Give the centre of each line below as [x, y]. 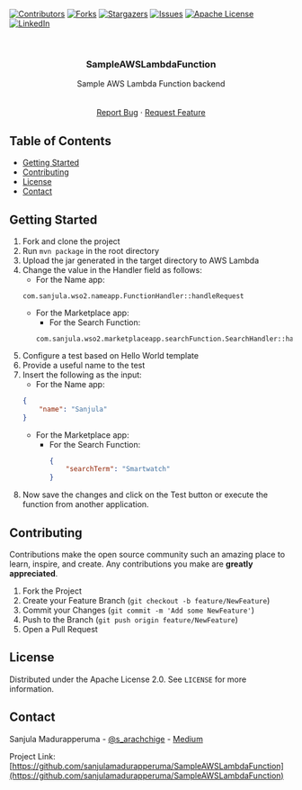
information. [32, 688]
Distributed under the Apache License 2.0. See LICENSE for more [128, 679]
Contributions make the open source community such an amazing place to [147, 554]
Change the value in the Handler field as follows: [112, 269]
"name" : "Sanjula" [73, 409]
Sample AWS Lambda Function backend [151, 84]
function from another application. [86, 504]
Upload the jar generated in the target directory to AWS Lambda [140, 260]
